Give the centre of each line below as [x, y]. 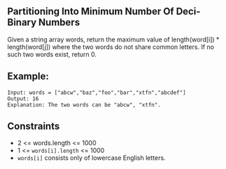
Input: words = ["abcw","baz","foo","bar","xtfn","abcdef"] [97, 93]
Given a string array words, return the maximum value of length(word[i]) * [113, 39]
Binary [22, 23]
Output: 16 [23, 99]
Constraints [34, 127]
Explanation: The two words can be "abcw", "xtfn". [84, 104]
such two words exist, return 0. [52, 54]
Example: [28, 76]
